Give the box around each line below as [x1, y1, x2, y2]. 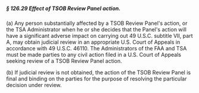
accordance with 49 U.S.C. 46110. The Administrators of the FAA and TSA [6, 44, 187, 52]
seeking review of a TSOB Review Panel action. [6, 57, 122, 65]
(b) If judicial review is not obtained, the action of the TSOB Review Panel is [6, 69, 191, 76]
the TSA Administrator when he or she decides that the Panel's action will [6, 25, 186, 33]
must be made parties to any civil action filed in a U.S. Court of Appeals [6, 51, 182, 58]
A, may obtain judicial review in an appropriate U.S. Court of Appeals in [6, 39, 181, 46]
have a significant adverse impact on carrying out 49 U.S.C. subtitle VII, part [6, 32, 193, 39]
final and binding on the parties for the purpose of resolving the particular [6, 75, 187, 82]
